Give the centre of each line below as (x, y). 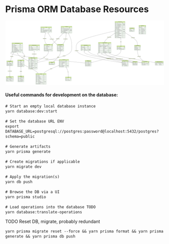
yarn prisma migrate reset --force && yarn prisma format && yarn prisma (84, 231)
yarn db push (19, 182)
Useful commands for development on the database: (62, 95)
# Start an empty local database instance (50, 106)
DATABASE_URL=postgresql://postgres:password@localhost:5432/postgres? (82, 131)
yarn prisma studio (26, 197)
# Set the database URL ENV (35, 121)
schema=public (20, 136)
